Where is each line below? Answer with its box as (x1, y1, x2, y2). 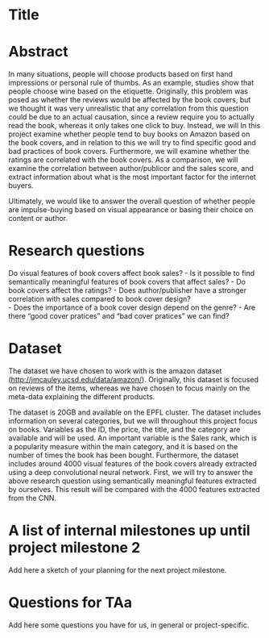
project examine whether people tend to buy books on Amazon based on (8, 129, 250, 139)
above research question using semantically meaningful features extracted (8, 476, 257, 486)
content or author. (8, 214, 68, 223)
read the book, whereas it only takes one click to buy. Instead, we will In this (8, 121, 261, 131)
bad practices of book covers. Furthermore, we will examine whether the (8, 147, 250, 156)
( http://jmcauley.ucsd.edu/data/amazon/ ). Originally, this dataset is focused (8, 375, 259, 384)
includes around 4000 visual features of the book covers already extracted (8, 459, 258, 469)
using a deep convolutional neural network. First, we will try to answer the (8, 468, 254, 477)
